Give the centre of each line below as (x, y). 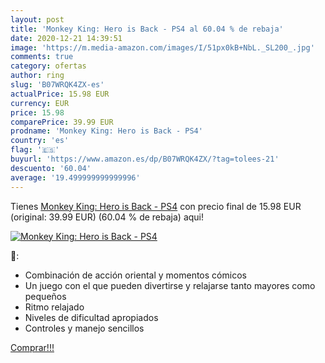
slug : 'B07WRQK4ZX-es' (57, 85)
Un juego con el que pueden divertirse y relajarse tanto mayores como (170, 285)
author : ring (37, 76)
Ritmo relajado (54, 307)
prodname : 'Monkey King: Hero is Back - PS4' (106, 131)
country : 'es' (40, 141)
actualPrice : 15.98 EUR (60, 94)
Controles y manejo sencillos (84, 328)
